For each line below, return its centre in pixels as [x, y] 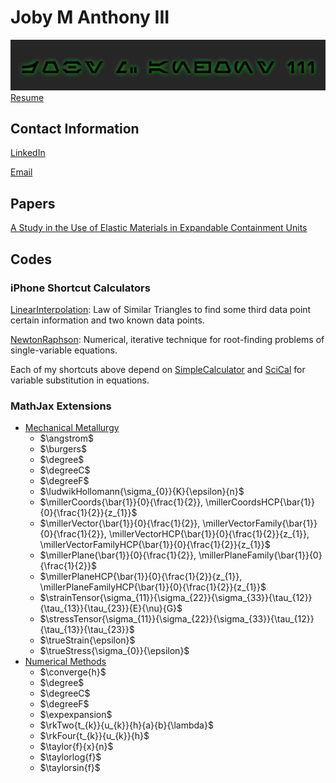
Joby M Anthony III [90, 17]
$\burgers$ [63, 449]
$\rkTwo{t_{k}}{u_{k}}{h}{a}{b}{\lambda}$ [126, 725]
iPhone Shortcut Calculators [80, 288]
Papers [33, 203]
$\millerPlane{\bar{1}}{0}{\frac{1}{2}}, [118, 555]
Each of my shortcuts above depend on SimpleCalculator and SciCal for [158, 369]
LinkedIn [28, 153]
